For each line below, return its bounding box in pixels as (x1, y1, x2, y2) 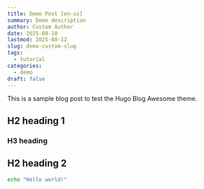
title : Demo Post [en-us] (7, 10, 83, 17)
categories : (7, 62, 42, 69)
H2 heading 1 (7, 115, 65, 127)
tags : (7, 50, 23, 57)
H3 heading (7, 136, 48, 146)
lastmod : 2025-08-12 (7, 36, 68, 43)
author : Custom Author (7, 23, 74, 30)
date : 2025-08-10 (7, 29, 58, 37)
